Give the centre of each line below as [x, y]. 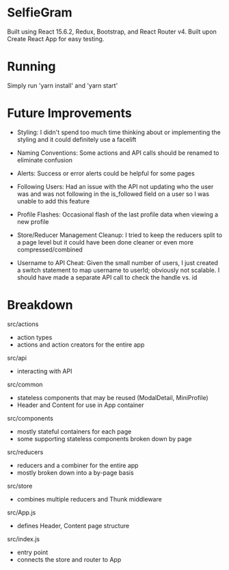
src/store [20, 486]
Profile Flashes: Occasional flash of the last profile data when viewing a [118, 214]
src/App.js [22, 512]
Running [31, 67]
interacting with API [44, 371]
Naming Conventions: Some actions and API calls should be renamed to [118, 153]
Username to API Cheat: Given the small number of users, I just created [118, 262]
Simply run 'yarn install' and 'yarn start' [63, 85]
